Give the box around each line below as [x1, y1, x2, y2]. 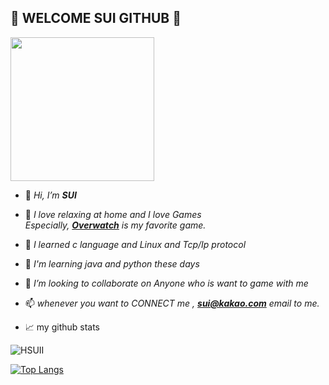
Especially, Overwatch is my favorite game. [24, 219, 207, 231]
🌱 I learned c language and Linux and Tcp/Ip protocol [24, 238, 247, 250]
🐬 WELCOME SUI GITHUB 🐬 [10, 10, 182, 27]
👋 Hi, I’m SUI [24, 189, 77, 201]
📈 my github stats [24, 321, 101, 333]
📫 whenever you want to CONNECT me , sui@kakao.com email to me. [24, 297, 320, 309]
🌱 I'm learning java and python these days [24, 257, 200, 270]
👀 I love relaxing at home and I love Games [24, 208, 202, 220]
